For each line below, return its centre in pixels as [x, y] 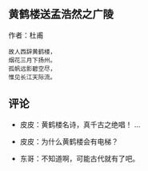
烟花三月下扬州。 [32, 60]
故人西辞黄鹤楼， [32, 52]
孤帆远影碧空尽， [32, 69]
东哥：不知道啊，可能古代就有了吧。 [80, 158]
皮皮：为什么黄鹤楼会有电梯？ [69, 141]
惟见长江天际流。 [32, 77]
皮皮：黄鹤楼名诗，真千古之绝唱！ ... [80, 124]
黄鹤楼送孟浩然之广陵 [61, 14]
